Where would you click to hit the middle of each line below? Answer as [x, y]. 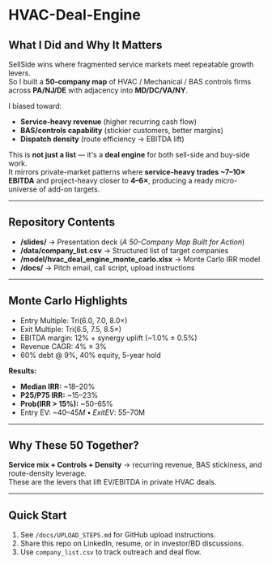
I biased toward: [35, 106]
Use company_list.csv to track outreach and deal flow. [110, 552]
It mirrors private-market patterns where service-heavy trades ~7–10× [127, 172]
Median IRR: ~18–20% [57, 386]
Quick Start [38, 515]
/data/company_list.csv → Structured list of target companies [124, 250]
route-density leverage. [48, 473]
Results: [23, 370]
